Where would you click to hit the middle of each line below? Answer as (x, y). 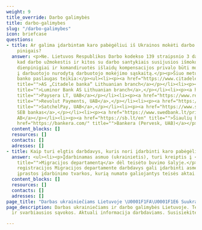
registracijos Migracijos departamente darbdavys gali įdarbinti (101, 168)
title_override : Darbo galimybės (48, 17)
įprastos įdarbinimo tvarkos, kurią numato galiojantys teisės (98, 174)
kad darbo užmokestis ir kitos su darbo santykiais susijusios (98, 62)
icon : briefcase (26, 34)
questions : (20, 40)
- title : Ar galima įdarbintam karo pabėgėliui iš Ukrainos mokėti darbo (101, 46)
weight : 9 (19, 12)
